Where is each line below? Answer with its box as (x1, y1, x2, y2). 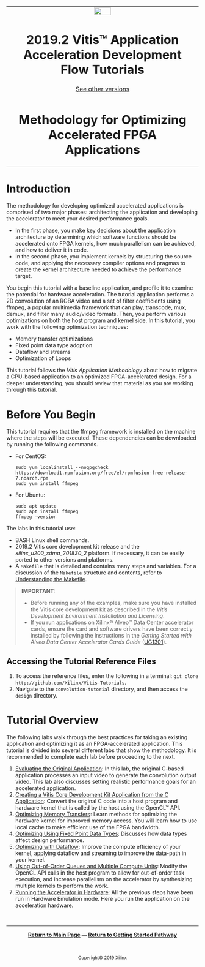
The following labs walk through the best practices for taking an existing (6, 734, 188, 741)
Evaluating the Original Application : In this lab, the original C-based (15, 765, 184, 772)
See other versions (75, 85, 130, 94)
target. (15, 273, 32, 280)
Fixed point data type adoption (15, 342, 93, 349)
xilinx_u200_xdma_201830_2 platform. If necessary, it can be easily (15, 549, 184, 557)
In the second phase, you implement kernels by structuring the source (15, 253, 192, 260)
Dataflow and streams (15, 348, 71, 356)
